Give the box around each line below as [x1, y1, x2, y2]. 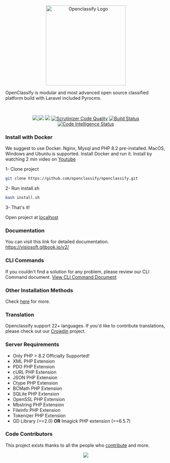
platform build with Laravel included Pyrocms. [5, 95, 102, 101]
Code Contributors [5, 430, 53, 437]
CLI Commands [5, 257, 44, 264]
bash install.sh [5, 195, 40, 201]
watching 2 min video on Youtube [5, 156, 76, 162]
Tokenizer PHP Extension [12, 412, 66, 418]
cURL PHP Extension [12, 369, 57, 375]
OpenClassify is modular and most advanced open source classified [5, 90, 149, 96]
